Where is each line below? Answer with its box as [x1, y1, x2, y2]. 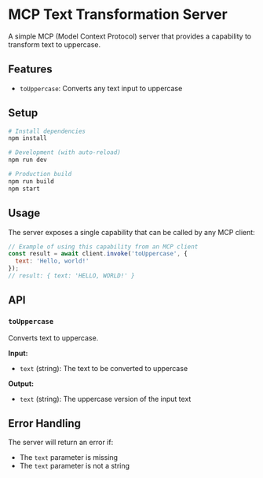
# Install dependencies [8, 127, 86, 135]
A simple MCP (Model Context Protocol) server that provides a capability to [8, 31, 252, 41]
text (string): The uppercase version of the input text [19, 394, 192, 403]
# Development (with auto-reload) [8, 149, 122, 156]
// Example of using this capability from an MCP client [8, 242, 199, 251]
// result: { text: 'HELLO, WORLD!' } [8, 272, 135, 280]
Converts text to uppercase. [8, 333, 99, 343]
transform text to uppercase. [8, 39, 100, 49]
